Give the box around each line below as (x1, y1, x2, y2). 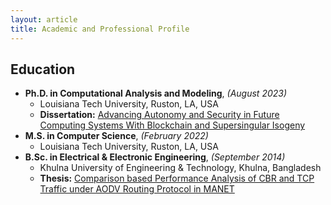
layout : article (10, 14, 78, 25)
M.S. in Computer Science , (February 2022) (24, 130, 209, 142)
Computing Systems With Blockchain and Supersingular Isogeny (39, 119, 306, 131)
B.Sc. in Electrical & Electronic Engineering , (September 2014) (24, 151, 286, 163)
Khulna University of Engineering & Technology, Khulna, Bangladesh (39, 162, 322, 174)
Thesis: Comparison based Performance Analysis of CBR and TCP (39, 172, 315, 185)
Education (10, 61, 76, 78)
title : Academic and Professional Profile (10, 24, 190, 34)
